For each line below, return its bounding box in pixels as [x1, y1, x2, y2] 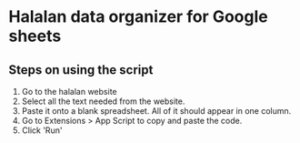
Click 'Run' [21, 125, 63, 136]
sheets [8, 26, 62, 46]
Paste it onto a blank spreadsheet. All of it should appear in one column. [21, 106, 292, 116]
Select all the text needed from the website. [21, 96, 185, 107]
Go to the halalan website [21, 87, 117, 97]
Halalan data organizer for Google [8, 6, 269, 27]
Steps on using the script [8, 62, 154, 77]
